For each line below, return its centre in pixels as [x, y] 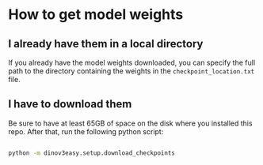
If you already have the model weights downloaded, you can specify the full [132, 62]
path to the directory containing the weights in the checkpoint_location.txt [131, 71]
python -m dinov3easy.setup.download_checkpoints [92, 153]
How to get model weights [96, 15]
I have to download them [70, 104]
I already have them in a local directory [106, 44]
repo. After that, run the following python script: [86, 131]
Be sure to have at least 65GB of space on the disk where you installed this [130, 123]
